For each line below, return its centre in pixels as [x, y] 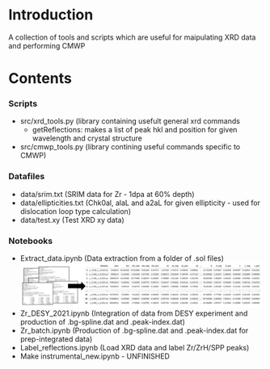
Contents [40, 79]
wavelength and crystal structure [87, 138]
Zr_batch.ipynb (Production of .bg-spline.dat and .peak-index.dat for [134, 330]
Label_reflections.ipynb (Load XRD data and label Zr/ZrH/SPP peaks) [135, 347]
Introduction [51, 15]
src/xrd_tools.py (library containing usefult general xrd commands [130, 121]
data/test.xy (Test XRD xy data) [72, 220]
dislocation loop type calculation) [76, 211]
